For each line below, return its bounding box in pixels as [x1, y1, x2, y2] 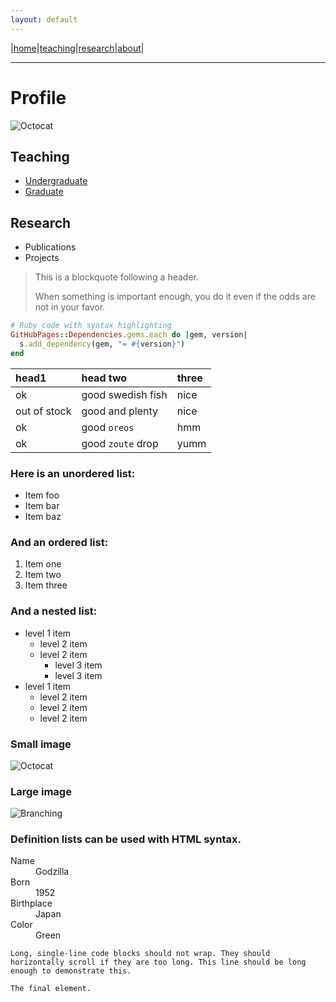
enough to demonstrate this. [10, 966, 132, 976]
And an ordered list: [10, 535, 109, 549]
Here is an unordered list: [10, 466, 136, 480]
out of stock [15, 404, 72, 418]
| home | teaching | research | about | [10, 42, 145, 54]
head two [81, 371, 128, 385]
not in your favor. [34, 301, 106, 313]
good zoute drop [81, 436, 159, 450]
